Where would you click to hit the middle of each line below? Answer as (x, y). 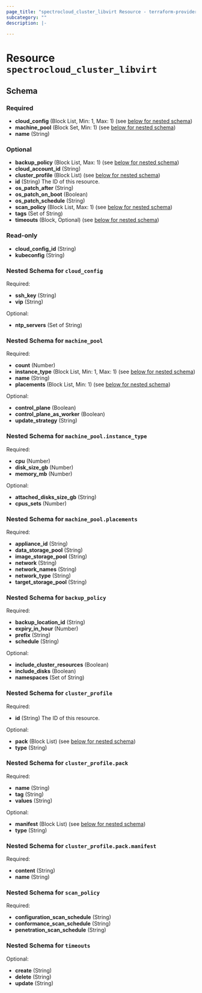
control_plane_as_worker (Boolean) (60, 414)
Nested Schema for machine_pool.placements (72, 519)
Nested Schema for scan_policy (53, 893)
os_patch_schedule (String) (50, 201)
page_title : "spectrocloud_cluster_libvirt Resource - (76, 12)
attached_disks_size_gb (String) (56, 497)
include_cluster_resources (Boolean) (62, 665)
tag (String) (29, 794)
